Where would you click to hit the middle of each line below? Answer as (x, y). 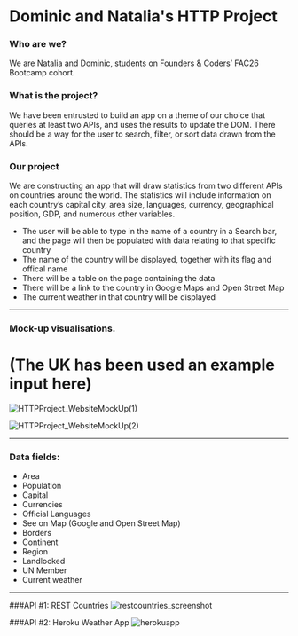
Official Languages (56, 514)
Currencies (43, 505)
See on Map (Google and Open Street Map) (101, 523)
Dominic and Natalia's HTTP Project (143, 16)
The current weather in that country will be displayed (118, 297)
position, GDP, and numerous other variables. (92, 214)
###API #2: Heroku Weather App (70, 623)
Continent (40, 542)
